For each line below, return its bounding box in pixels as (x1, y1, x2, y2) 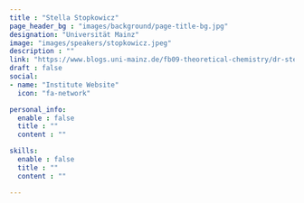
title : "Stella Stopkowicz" (9, 13, 119, 23)
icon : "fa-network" (17, 88, 91, 97)
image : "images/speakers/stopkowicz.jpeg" (9, 38, 172, 48)
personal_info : (9, 105, 67, 114)
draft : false (9, 64, 63, 73)
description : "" (9, 47, 75, 56)
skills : (9, 146, 39, 156)
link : (9, 55, 30, 64)
